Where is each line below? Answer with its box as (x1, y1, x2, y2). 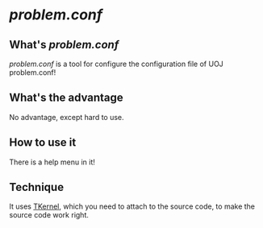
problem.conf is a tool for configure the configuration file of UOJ (9, 59, 224, 68)
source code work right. (9, 210, 90, 220)
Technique (9, 180, 64, 194)
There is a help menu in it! (9, 157, 95, 167)
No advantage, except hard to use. (9, 112, 124, 122)
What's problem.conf (9, 38, 119, 52)
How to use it (9, 135, 77, 150)
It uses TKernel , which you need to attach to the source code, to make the (9, 201, 255, 211)
